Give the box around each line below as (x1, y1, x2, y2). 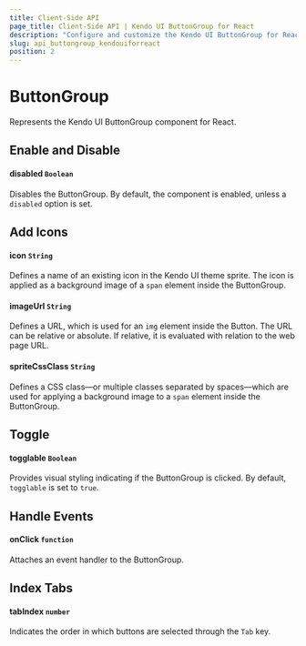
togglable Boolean (9, 452, 77, 463)
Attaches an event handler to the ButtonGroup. (9, 554, 185, 565)
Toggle (9, 427, 50, 442)
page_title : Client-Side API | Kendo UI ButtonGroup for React (9, 22, 255, 31)
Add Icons (9, 225, 68, 240)
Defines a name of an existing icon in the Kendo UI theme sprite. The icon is (9, 270, 294, 281)
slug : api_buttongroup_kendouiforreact (9, 38, 161, 48)
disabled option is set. (9, 197, 93, 209)
